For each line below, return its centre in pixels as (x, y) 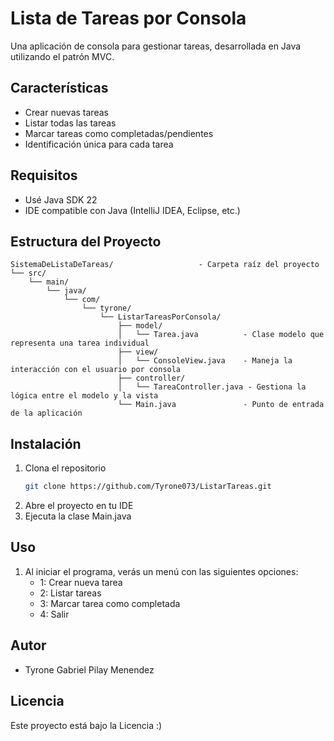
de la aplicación (46, 413)
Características (59, 88)
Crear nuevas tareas (66, 112)
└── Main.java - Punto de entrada (221, 405)
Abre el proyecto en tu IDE (79, 506)
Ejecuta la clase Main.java (78, 516)
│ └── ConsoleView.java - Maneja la (205, 361)
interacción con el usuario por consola (96, 370)
